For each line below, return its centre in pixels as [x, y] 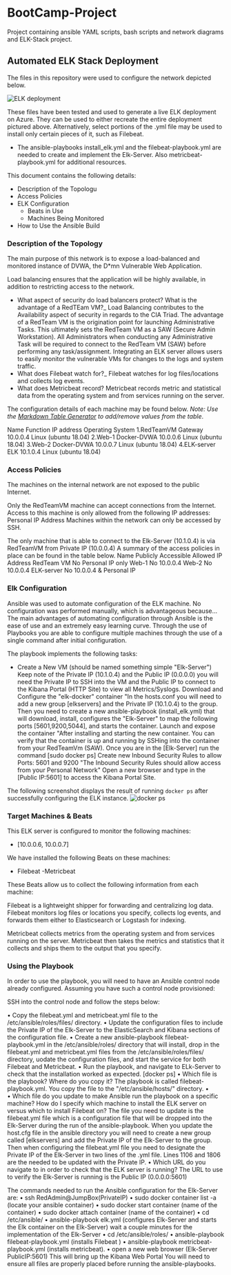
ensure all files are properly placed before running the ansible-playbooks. [112, 1264]
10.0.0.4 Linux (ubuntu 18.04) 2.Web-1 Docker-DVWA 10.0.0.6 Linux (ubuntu [114, 437]
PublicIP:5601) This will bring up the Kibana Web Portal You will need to [109, 1256]
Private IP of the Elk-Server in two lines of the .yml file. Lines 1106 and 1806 [114, 1155]
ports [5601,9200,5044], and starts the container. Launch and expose [116, 726]
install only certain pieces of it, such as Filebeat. [76, 134]
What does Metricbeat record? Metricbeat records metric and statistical [119, 388]
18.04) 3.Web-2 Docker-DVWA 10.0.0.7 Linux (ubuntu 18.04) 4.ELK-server [111, 445]
